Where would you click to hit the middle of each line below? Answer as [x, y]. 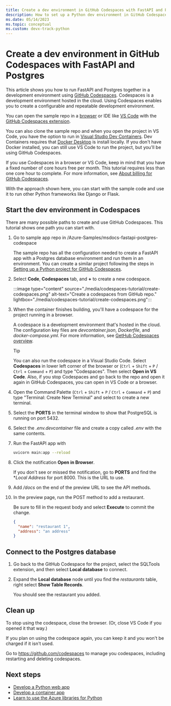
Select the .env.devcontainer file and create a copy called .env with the [87, 428]
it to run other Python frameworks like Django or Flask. [63, 194]
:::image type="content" [38, 288]
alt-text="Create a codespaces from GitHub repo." [104, 294]
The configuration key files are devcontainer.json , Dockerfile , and [81, 330]
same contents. [29, 433]
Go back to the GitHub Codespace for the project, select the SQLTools [87, 564]
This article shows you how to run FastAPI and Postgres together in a [78, 90]
